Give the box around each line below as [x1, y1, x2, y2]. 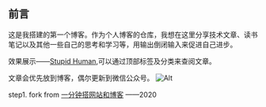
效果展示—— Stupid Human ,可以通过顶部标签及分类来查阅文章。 [8, 56, 216, 65]
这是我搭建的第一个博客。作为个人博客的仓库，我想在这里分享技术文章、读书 [8, 30, 258, 39]
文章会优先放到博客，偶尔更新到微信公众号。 [8, 73, 154, 83]
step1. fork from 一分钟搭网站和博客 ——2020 [8, 90, 157, 99]
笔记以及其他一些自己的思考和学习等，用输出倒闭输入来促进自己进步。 [8, 39, 237, 49]
